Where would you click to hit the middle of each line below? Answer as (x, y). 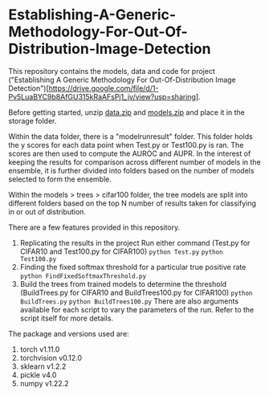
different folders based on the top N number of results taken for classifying (132, 203)
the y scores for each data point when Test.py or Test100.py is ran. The (126, 145)
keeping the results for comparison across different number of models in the (134, 161)
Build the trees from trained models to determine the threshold (123, 284)
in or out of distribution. (47, 211)
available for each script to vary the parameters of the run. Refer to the (137, 309)
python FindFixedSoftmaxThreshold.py (83, 276)
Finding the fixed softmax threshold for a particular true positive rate (133, 267)
